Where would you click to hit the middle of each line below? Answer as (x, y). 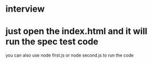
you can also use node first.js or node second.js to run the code (70, 55)
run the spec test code (52, 42)
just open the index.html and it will (76, 31)
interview (25, 9)
